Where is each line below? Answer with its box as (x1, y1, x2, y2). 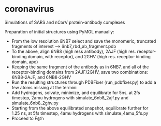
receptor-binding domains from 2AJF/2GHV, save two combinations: (11, 69, 148, 75)
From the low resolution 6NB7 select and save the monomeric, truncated (11, 38, 156, 44)
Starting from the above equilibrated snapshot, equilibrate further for (11, 105, 148, 111)
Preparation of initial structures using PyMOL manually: (4, 29, 115, 34)
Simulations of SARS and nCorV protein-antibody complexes (4, 19, 125, 25)
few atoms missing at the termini (11, 84, 77, 90)
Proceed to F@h (11, 115, 44, 121)
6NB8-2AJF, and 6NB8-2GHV (11, 74, 71, 80)
